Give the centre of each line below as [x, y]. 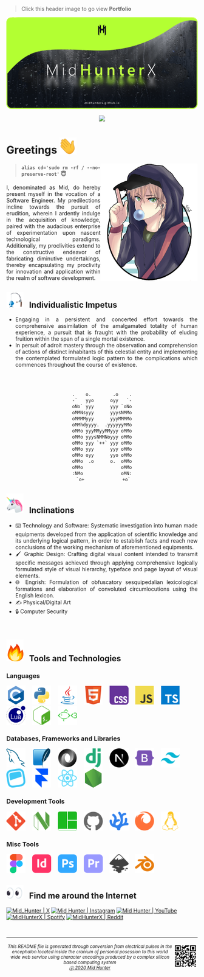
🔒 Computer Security [41, 611]
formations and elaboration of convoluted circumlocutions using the [106, 589]
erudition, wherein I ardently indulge [53, 213]
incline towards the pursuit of [53, 207]
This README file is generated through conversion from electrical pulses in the [90, 947]
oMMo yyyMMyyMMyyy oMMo [102, 431]
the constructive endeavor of [53, 252]
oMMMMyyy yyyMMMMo [102, 419]
